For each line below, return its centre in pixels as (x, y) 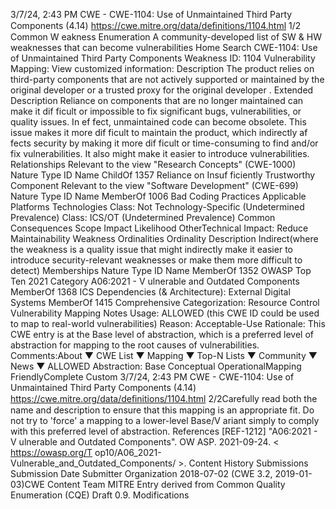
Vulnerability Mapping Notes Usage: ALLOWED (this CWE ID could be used (165, 313)
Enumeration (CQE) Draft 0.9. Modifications (100, 495)
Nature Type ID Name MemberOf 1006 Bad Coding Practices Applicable (158, 196)
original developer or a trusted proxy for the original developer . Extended (162, 90)
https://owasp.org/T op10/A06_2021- (86, 452)
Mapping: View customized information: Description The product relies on (162, 68)
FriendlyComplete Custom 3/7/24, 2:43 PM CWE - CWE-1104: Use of (152, 377)
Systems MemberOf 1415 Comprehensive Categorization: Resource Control (165, 302)
